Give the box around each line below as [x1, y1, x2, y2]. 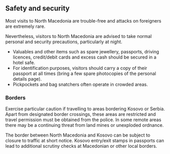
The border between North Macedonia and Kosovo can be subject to [5, 132, 151, 138]
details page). [12, 75, 42, 82]
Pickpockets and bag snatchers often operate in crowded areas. [12, 81, 148, 87]
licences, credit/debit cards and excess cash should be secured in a [12, 54, 157, 60]
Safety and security [5, 4, 70, 13]
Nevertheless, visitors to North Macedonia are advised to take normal [5, 33, 152, 39]
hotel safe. [12, 59, 35, 66]
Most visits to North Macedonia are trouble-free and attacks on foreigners [5, 17, 161, 24]
